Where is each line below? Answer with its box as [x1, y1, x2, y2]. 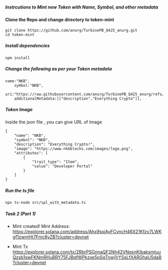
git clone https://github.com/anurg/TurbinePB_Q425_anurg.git [5, 28, 137, 33]
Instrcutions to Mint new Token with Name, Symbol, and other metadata [5, 4, 158, 10]
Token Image [5, 107, 33, 113]
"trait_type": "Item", [31, 159, 79, 165]
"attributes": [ [14, 151, 48, 156]
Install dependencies [5, 43, 50, 49]
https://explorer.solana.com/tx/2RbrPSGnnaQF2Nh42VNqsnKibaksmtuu [12, 249, 161, 255]
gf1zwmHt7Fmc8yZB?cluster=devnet [12, 234, 89, 240]
